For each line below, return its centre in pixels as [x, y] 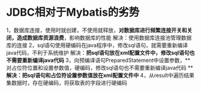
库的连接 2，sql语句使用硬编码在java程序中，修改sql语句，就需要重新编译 [97, 45]
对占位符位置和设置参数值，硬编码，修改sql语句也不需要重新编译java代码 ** [100, 67]
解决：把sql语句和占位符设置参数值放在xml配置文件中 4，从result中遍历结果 [100, 75]
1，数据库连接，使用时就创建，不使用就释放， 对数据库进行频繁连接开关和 [97, 30]
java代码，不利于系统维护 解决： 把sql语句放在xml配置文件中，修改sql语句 [98, 52]
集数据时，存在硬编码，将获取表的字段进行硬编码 [67, 82]
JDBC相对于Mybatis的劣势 [73, 12]
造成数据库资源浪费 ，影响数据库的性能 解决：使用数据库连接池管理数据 [104, 37]
